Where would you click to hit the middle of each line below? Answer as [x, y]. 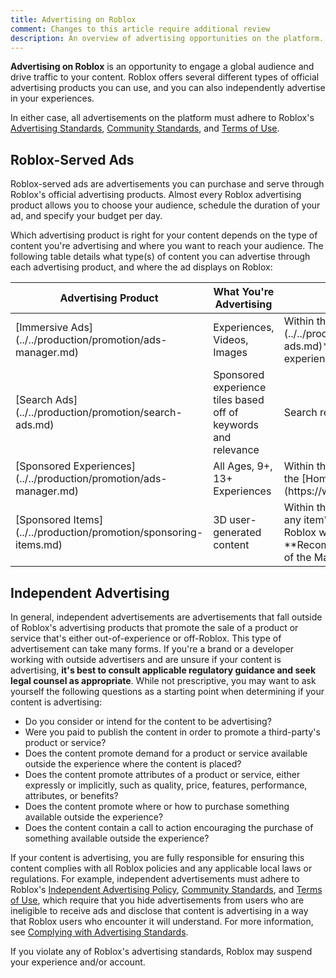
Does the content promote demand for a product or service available [166, 753]
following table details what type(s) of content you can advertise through [160, 257]
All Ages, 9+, [243, 466]
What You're [244, 292]
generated [237, 533]
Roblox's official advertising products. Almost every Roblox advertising [156, 195]
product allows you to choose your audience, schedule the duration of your [165, 205]
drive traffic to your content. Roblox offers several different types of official [165, 77]
